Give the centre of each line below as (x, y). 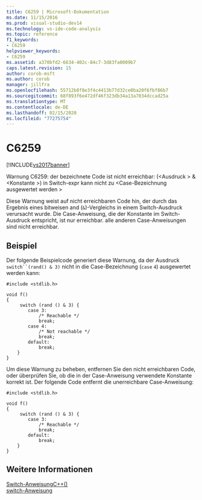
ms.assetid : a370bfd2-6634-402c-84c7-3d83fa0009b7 (71, 62)
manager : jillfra (28, 85)
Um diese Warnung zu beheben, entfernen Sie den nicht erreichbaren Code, (101, 369)
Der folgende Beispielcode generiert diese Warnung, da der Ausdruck (93, 260)
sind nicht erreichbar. (33, 227)
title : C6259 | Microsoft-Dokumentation (58, 12)
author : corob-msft (31, 74)
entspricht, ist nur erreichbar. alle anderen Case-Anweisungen (109, 220)
